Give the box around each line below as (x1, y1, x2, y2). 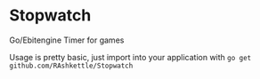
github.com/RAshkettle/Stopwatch (9, 61, 134, 70)
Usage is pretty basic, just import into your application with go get (9, 51, 252, 62)
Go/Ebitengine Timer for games (9, 35, 125, 45)
